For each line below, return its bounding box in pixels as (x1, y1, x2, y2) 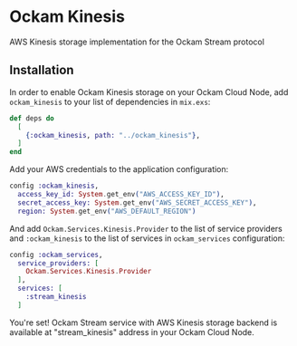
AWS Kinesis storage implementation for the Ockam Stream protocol (9, 36, 265, 47)
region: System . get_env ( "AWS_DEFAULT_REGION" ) (17, 207, 196, 216)
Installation (9, 62, 74, 78)
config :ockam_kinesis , (9, 181, 100, 191)
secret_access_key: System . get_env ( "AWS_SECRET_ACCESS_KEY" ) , (17, 197, 257, 207)
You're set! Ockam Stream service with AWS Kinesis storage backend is (9, 317, 278, 328)
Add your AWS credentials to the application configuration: (9, 164, 229, 175)
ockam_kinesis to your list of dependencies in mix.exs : (9, 96, 211, 107)
